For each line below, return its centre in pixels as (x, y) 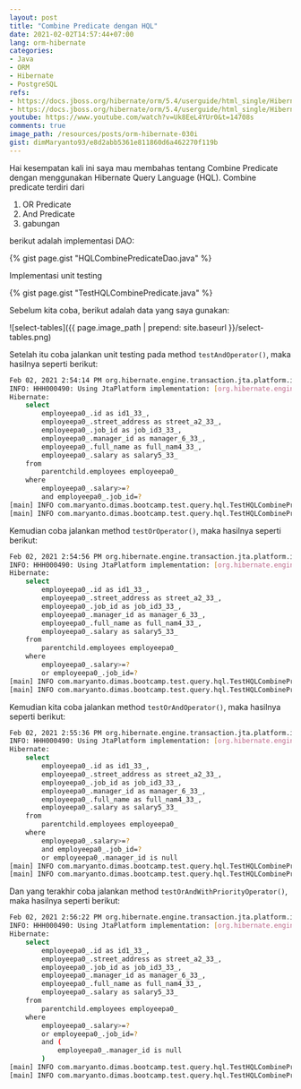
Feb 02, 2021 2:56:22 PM (56, 918)
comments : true (38, 126)
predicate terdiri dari (47, 187)
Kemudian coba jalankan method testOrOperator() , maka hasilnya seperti (146, 530)
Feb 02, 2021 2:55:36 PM (56, 733)
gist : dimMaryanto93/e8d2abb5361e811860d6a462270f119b (114, 142)
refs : (19, 92)
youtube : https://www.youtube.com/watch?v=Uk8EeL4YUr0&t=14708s (132, 117)
